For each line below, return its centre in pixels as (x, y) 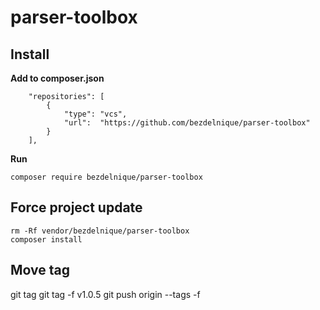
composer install (46, 239)
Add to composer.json (57, 78)
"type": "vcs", (95, 114)
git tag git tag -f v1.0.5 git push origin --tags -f (105, 294)
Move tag (40, 270)
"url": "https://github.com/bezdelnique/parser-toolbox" (187, 123)
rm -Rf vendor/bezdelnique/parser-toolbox (100, 231)
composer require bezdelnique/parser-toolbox (106, 177)
